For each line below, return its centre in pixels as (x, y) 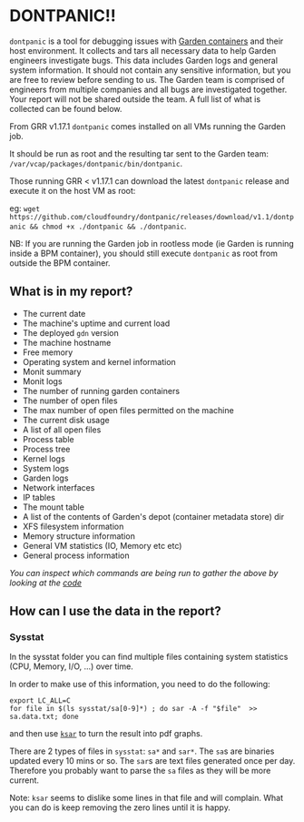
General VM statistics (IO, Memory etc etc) (102, 545)
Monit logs (42, 381)
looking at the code (46, 583)
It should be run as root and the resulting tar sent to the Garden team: (139, 153)
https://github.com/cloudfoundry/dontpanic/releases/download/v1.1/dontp (152, 217)
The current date (54, 313)
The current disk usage (66, 420)
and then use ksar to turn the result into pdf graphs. (106, 734)
